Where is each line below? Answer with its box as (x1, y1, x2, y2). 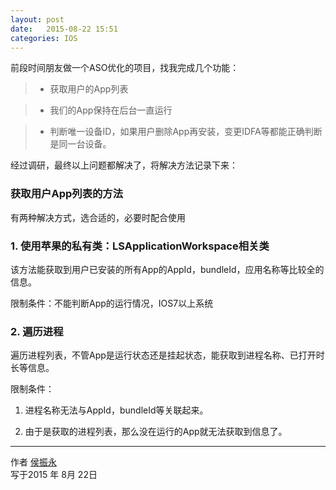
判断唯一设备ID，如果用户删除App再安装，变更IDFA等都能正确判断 (49, 126, 323, 138)
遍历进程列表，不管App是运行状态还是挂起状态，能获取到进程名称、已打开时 (10, 349, 325, 361)
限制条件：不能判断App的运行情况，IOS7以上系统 (10, 297, 214, 309)
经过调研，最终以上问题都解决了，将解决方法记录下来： (10, 159, 238, 171)
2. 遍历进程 (10, 324, 64, 338)
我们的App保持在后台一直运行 (49, 104, 173, 116)
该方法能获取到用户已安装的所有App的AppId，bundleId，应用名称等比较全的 (10, 263, 325, 275)
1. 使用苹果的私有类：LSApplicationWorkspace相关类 (10, 239, 270, 253)
